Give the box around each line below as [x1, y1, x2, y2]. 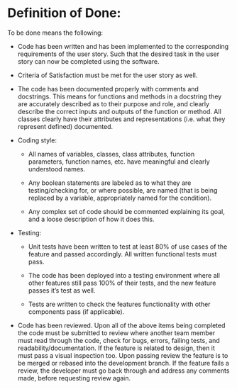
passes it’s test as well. [28, 286, 96, 295]
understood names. [28, 164, 86, 173]
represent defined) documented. [17, 122, 114, 130]
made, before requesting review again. [17, 373, 131, 382]
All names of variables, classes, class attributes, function [28, 150, 195, 158]
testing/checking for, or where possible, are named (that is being [28, 186, 218, 194]
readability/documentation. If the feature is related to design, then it [17, 344, 215, 352]
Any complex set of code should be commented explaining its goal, [28, 207, 225, 215]
